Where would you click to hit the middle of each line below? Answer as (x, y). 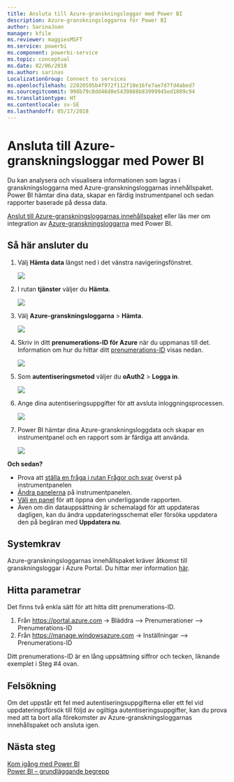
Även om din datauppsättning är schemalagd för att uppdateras (109, 507)
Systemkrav (34, 544)
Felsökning (32, 686)
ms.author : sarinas (36, 72)
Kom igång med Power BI (44, 764)
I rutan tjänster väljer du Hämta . (64, 289)
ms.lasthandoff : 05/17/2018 (48, 111)
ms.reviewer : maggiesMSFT (45, 40)
